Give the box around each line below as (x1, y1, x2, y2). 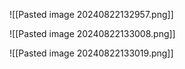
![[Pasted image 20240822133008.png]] (9, 28, 176, 39)
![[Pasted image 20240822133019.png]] (9, 47, 174, 59)
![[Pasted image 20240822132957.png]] (9, 9, 174, 20)
